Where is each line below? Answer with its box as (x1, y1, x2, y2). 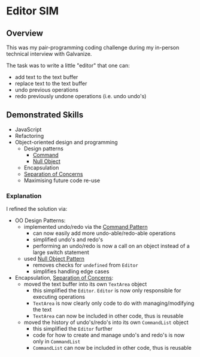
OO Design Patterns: (14, 217, 66, 224)
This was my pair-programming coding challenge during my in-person (6, 44, 180, 51)
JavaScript (14, 126, 42, 133)
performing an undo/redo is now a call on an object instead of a (32, 243, 190, 250)
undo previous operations (14, 86, 79, 93)
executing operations (32, 294, 86, 301)
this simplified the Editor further (32, 325, 113, 332)
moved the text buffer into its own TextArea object (23, 280, 147, 288)
